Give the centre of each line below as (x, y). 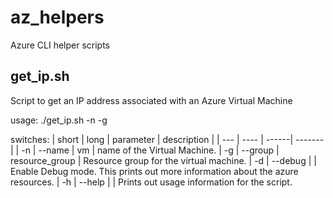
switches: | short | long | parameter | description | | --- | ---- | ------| (152, 139)
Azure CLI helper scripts (60, 45)
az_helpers (57, 17)
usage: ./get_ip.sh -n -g (59, 120)
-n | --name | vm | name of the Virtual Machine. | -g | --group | (150, 150)
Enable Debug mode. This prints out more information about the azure (154, 171)
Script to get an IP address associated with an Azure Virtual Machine (151, 100)
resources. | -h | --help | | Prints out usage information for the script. (151, 182)
